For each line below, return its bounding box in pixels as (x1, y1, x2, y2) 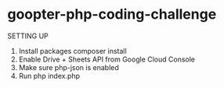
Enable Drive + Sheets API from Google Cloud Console (18, 55, 196, 64)
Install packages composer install (18, 46, 127, 55)
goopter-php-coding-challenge (7, 5, 217, 23)
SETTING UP (7, 31, 49, 40)
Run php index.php (18, 71, 80, 80)
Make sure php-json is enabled (18, 62, 119, 72)
